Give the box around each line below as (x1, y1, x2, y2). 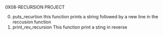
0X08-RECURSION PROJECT (5, 4, 65, 10)
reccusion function (12, 19, 51, 25)
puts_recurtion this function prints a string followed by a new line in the (12, 14, 159, 19)
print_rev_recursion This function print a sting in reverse (12, 24, 128, 30)
